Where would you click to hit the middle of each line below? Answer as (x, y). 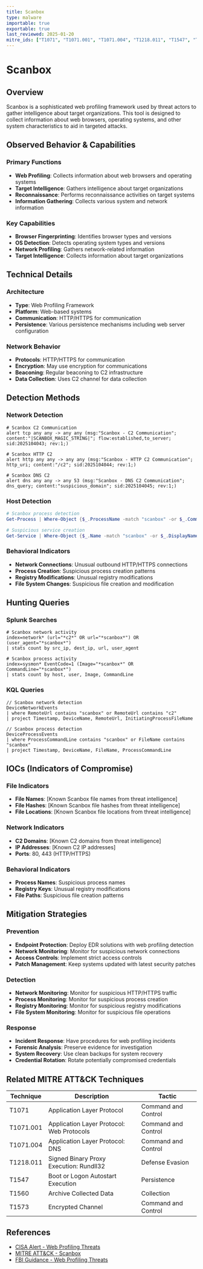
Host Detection (29, 501)
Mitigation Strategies (47, 914)
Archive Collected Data (81, 1193)
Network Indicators (35, 827)
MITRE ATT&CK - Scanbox (48, 1253)
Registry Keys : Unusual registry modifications (72, 889)
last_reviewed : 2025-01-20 (40, 34)
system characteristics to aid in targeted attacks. (67, 126)
